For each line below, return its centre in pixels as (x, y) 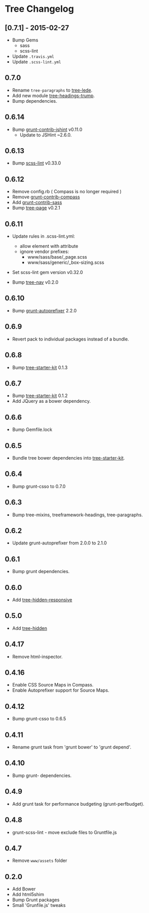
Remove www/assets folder (40, 861)
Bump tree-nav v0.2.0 (35, 282)
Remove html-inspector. (37, 656)
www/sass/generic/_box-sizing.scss (66, 263)
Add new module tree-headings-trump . (53, 96)
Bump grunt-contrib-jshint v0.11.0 (47, 129)
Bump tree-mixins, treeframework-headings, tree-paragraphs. (78, 515)
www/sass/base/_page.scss (57, 257)
